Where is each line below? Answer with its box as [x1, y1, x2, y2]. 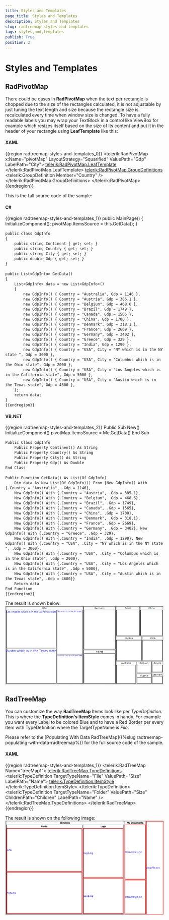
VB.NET [5, 413, 22, 419]
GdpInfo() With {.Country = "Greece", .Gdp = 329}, [5, 531, 116, 536]
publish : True [5, 35, 35, 40]
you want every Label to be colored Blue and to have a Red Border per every [5, 719, 164, 725]
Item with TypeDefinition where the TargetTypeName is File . [5, 724, 129, 730]
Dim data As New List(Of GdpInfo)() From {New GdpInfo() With [14, 481, 147, 486]
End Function [5, 587, 33, 592]
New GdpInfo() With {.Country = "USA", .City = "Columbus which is [14, 551, 158, 556]
